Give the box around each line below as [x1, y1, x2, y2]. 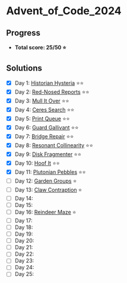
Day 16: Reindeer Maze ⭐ [14, 208, 77, 215]
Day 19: [14, 230, 33, 238]
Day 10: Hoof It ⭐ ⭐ [14, 159, 61, 167]
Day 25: [14, 271, 34, 278]
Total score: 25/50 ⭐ [14, 44, 66, 51]
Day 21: [14, 244, 33, 251]
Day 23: [14, 257, 34, 265]
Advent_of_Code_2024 [6, 4, 122, 18]
